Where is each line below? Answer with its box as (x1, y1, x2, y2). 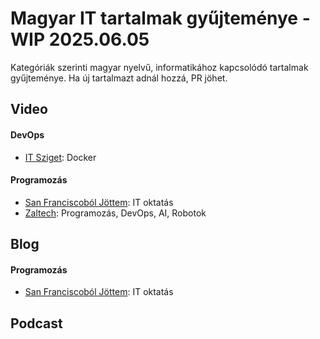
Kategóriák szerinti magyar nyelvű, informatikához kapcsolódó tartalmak (10, 61, 309, 73)
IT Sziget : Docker (24, 151, 97, 163)
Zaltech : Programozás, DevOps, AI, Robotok (24, 207, 207, 219)
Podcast (10, 315, 63, 332)
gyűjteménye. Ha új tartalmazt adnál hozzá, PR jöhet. (10, 72, 228, 84)
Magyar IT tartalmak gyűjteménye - (10, 7, 311, 30)
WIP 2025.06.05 (10, 28, 150, 51)
